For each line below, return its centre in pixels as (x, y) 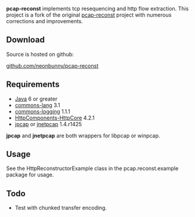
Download (25, 40)
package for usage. (30, 175)
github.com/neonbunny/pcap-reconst (52, 65)
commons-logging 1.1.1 (42, 111)
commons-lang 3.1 (38, 105)
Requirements (33, 85)
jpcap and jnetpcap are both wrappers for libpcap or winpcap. (83, 136)
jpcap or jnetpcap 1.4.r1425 (48, 124)
